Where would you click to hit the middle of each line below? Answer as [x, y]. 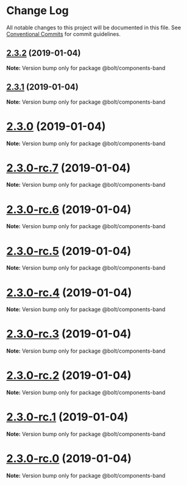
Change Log [37, 11]
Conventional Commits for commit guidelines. [63, 34]
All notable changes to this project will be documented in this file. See [94, 27]
